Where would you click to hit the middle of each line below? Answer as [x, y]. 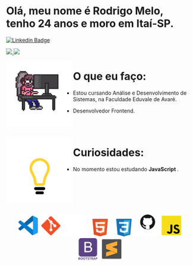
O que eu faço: [110, 76]
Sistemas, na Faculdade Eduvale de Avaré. [125, 99]
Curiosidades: [109, 153]
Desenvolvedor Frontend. [104, 111]
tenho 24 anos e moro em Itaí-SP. [90, 24]
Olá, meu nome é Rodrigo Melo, [85, 11]
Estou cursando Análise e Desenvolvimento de [130, 93]
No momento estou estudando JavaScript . [126, 169]
